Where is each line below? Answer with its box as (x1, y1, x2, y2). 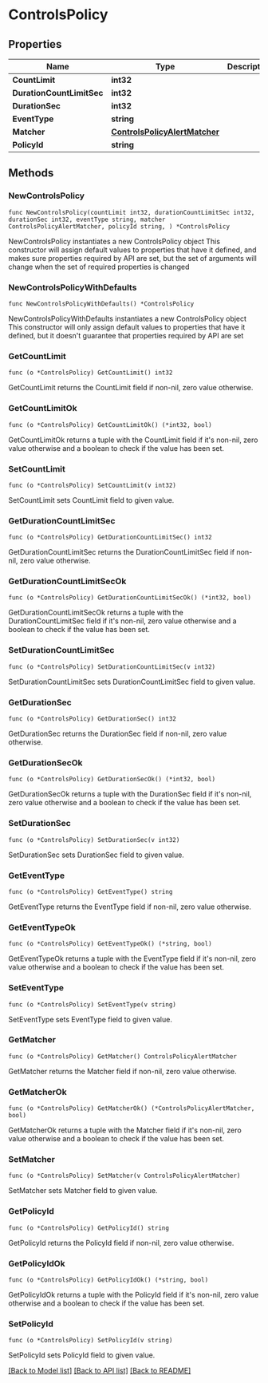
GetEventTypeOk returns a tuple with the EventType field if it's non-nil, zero (8, 954, 257, 963)
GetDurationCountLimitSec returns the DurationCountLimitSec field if (8, 547, 235, 557)
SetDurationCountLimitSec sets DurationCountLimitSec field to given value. (8, 677, 255, 686)
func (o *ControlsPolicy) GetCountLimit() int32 (8, 369, 173, 377)
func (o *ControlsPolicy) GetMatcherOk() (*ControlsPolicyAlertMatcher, (8, 1104, 255, 1112)
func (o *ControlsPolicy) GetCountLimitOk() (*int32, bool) (8, 421, 213, 429)
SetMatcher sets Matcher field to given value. (8, 1186, 158, 1195)
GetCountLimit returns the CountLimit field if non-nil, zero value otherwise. (8, 383, 254, 393)
